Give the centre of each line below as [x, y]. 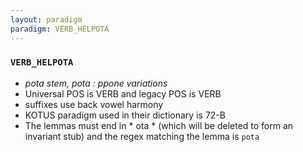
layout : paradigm [46, 19]
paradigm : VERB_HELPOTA [60, 29]
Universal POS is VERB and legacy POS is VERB [123, 93]
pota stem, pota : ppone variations [96, 83]
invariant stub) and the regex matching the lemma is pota [142, 136]
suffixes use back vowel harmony [94, 104]
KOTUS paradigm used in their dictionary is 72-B [125, 115]
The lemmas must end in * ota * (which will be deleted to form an [159, 125]
